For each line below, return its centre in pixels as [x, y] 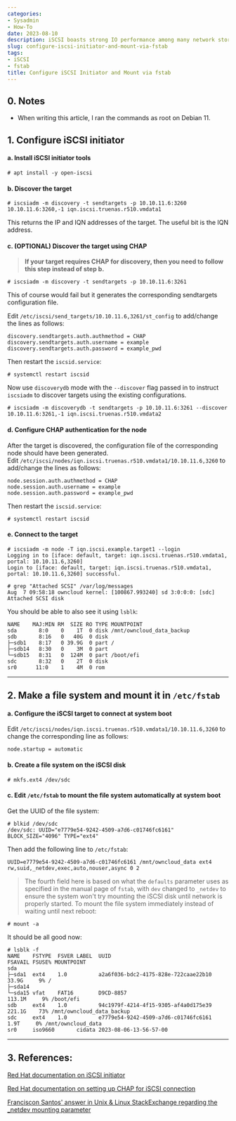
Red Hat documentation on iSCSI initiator [66, 1075]
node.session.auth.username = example [64, 487]
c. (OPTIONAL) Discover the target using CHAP [77, 246]
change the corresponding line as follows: [68, 737]
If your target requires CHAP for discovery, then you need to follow [124, 261]
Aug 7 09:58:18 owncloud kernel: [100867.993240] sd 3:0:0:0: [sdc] [111, 592]
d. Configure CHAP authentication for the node [77, 429]
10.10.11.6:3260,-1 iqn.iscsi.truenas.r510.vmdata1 [84, 209]
